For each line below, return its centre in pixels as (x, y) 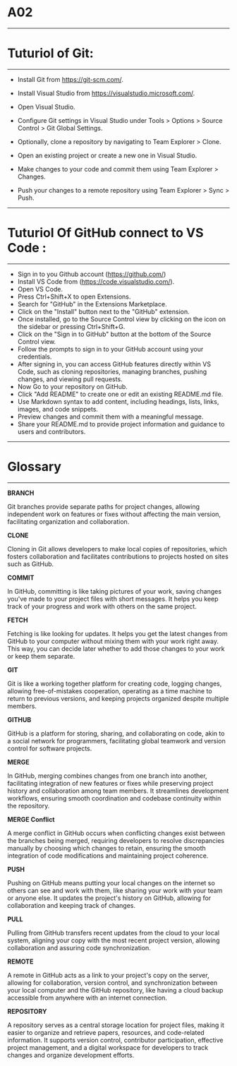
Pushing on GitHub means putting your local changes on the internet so (111, 882)
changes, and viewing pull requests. (70, 379)
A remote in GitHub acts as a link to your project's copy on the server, (108, 975)
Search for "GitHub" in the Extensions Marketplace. (92, 304)
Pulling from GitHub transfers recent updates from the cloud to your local (114, 933)
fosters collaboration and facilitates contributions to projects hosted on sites (118, 556)
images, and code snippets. (58, 409)
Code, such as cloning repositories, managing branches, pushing (112, 371)
